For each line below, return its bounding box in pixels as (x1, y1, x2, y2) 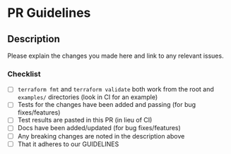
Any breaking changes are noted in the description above (17, 131, 185, 140)
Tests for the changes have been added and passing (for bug (17, 101, 196, 109)
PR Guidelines (7, 5, 91, 21)
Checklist (7, 69, 41, 79)
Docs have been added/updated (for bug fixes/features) (17, 124, 182, 132)
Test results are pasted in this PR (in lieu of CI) (17, 116, 153, 124)
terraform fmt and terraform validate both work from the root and (17, 85, 214, 94)
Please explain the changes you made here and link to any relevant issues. (7, 51, 224, 60)
